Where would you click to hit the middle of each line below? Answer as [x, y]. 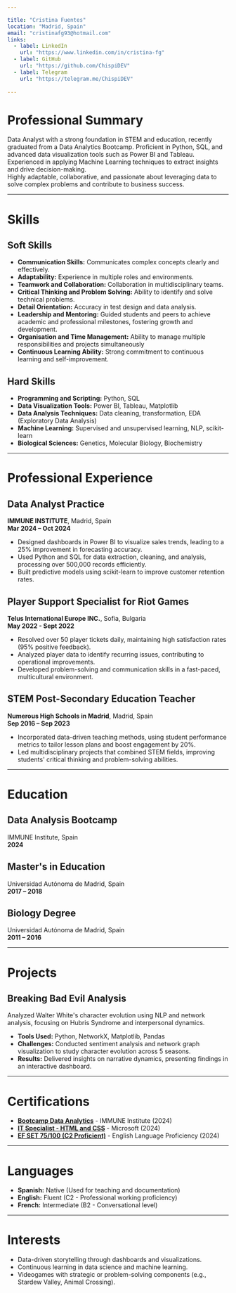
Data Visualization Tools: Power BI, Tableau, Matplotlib [98, 406]
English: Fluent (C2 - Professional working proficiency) [97, 1198]
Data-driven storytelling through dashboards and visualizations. [110, 1260]
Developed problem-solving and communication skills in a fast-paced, [119, 669]
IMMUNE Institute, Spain [43, 837]
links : [17, 39]
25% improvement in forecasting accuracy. [80, 550]
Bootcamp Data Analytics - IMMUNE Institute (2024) [94, 1121]
